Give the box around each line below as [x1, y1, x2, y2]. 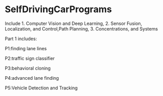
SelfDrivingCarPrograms [5, 4, 112, 15]
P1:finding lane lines [5, 45, 47, 51]
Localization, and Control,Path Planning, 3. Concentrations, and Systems [5, 25, 158, 31]
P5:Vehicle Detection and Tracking [5, 85, 78, 91]
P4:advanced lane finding [5, 75, 59, 81]
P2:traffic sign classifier [5, 55, 55, 61]
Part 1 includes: [5, 36, 37, 42]
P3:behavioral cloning [5, 65, 51, 71]
